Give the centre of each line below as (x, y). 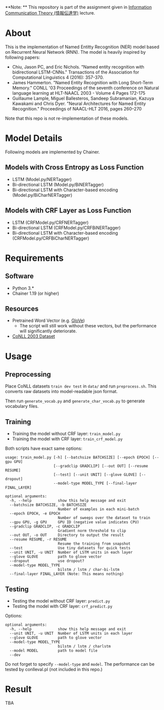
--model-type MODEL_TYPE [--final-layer (95, 483)
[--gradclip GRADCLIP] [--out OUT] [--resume (101, 466)
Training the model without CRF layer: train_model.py (66, 434)
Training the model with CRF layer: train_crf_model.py (67, 439)
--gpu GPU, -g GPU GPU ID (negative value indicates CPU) (74, 522)
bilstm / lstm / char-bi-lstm (89, 570)
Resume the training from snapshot (94, 544)
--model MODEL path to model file (54, 650)
